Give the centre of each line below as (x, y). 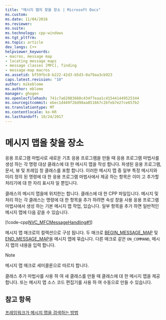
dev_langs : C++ (21, 47)
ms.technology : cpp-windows (34, 33)
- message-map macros (28, 70)
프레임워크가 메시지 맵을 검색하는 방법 (42, 312)
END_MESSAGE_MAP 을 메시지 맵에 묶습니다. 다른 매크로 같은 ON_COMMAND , (78, 238)
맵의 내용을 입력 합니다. (33, 245)
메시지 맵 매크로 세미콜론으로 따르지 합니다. (47, 265)
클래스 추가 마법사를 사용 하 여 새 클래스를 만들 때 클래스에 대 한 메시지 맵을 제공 (83, 276)
